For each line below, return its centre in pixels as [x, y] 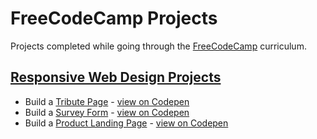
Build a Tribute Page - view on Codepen [107, 101]
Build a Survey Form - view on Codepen [107, 112]
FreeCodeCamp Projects [114, 18]
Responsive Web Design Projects [116, 77]
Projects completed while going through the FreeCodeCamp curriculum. [158, 46]
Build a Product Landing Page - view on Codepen [126, 123]
